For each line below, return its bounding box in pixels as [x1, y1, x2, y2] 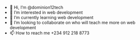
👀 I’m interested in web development [9, 10, 83, 15]
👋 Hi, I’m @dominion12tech [9, 5, 64, 10]
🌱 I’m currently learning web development [9, 15, 94, 20]
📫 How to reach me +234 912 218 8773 [9, 30, 90, 36]
